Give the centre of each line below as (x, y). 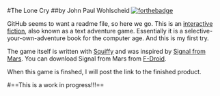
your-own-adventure (37, 38)
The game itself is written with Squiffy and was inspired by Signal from (107, 51)
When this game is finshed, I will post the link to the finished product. (104, 72)
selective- (198, 31)
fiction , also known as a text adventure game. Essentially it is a (95, 31)
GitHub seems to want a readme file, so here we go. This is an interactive (110, 23)
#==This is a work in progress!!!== (56, 85)
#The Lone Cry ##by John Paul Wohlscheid (68, 11)
